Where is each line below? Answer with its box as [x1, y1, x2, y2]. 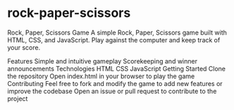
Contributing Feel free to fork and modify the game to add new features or [7, 79, 223, 87]
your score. [7, 43, 41, 51]
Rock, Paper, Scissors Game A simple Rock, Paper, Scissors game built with [7, 28, 228, 37]
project [7, 94, 28, 103]
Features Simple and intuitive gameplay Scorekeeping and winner [7, 56, 197, 65]
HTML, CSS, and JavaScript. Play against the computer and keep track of [7, 35, 221, 44]
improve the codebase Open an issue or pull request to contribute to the [7, 87, 217, 95]
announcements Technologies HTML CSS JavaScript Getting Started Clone [7, 64, 226, 73]
